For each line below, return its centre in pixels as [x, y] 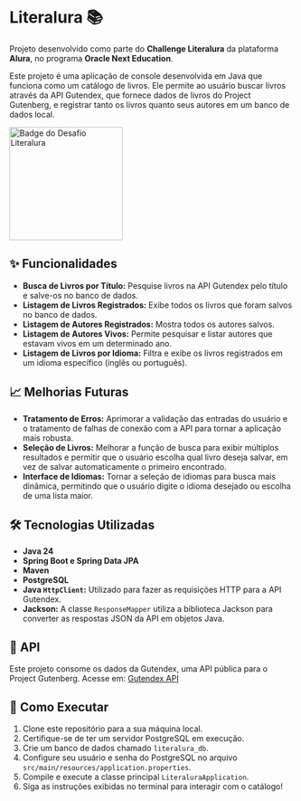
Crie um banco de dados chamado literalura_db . [116, 748]
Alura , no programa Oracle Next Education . [91, 58]
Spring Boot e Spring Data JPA [80, 561]
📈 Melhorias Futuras [69, 392]
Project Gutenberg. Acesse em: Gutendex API [94, 679]
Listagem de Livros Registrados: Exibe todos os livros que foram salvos [157, 305]
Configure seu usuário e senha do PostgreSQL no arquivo [130, 758]
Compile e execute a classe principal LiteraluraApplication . [136, 777]
